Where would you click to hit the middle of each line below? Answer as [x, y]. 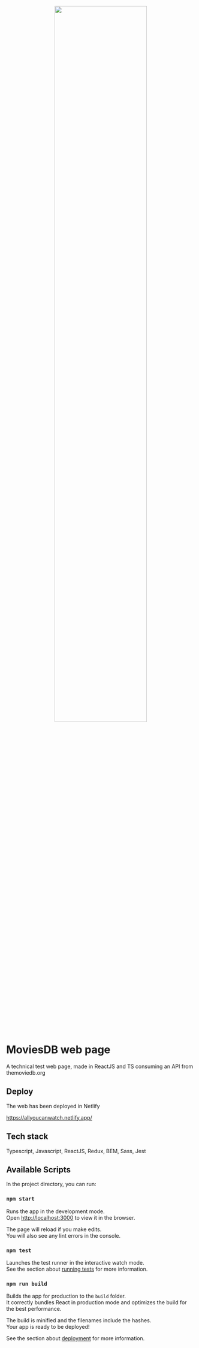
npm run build [27, 1284]
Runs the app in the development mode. [55, 1211]
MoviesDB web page [58, 1050]
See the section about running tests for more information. [77, 1269]
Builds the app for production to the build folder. [66, 1296]
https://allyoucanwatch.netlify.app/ [49, 1117]
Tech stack [27, 1137]
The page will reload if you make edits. [54, 1229]
